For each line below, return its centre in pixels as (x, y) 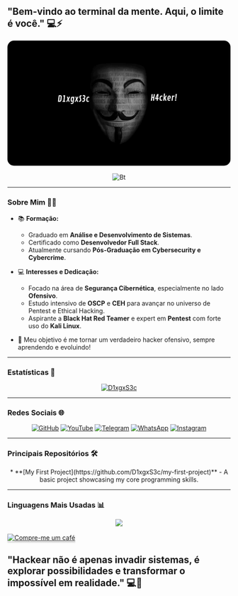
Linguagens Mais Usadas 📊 (56, 505)
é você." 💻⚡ (35, 24)
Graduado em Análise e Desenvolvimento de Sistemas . (110, 234)
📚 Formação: (38, 218)
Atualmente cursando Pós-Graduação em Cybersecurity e (114, 250)
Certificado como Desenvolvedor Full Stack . (93, 242)
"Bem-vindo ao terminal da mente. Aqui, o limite (116, 12)
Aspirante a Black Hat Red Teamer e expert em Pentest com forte (125, 318)
